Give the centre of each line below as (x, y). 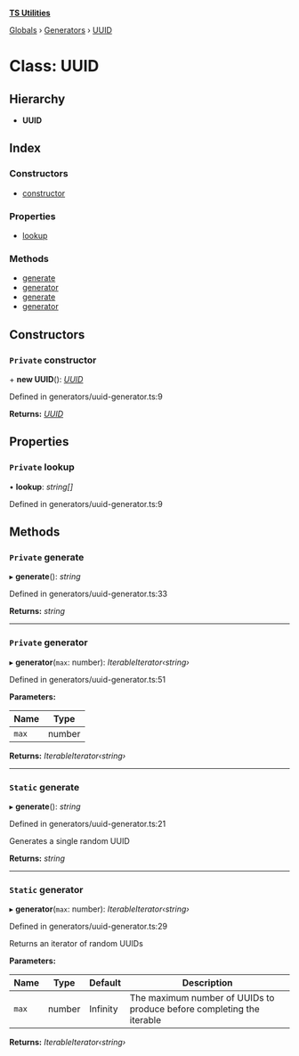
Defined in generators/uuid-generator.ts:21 (88, 823)
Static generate (44, 787)
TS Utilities (30, 13)
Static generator (46, 889)
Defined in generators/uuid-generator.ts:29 (88, 927)
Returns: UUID (36, 413)
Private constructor (53, 360)
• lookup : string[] (41, 487)
